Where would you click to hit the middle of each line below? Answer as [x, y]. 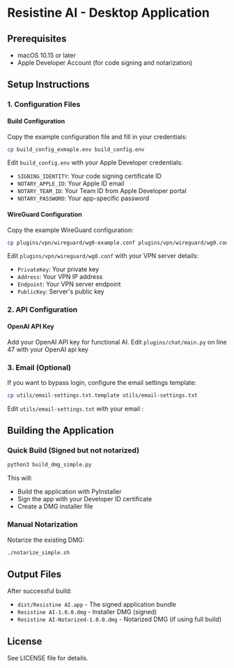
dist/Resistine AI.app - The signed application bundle [96, 605]
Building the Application [61, 431]
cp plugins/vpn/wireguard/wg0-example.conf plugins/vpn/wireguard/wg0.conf [119, 243]
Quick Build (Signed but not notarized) [73, 450]
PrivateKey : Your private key [58, 269]
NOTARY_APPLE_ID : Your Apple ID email [71, 183]
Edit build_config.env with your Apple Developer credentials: [95, 162]
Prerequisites [37, 39]
